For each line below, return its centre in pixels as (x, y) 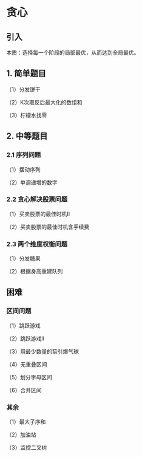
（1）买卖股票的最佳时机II (38, 214)
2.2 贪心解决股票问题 (37, 199)
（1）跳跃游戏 (23, 325)
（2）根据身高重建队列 (35, 272)
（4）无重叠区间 (27, 364)
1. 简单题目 (26, 74)
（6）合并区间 (24, 390)
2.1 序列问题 (24, 155)
